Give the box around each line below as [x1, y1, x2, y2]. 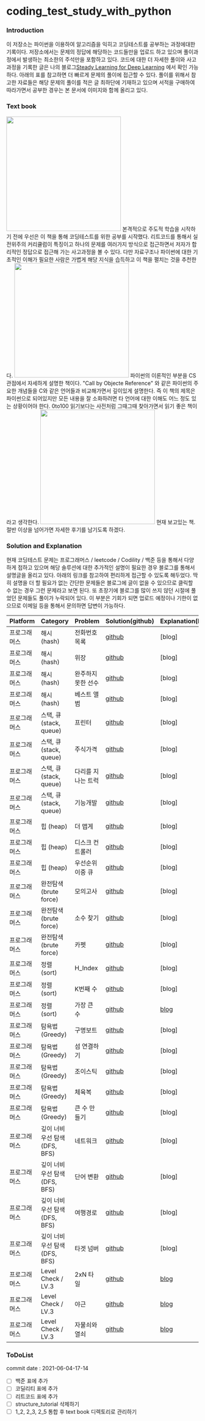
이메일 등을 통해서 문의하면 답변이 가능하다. [22, 602, 126, 609]
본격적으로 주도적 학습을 [121, 225, 180, 233]
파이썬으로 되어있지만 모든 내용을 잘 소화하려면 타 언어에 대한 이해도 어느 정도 [6, 394, 190, 402]
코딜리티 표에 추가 [15, 1385, 58, 1392]
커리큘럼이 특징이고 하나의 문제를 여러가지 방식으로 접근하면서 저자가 [27, 240, 191, 248]
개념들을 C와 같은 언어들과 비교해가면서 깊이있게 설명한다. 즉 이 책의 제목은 [17, 387, 196, 394]
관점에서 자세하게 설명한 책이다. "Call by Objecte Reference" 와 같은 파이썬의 [6, 379, 192, 387]
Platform [9, 617, 35, 625]
